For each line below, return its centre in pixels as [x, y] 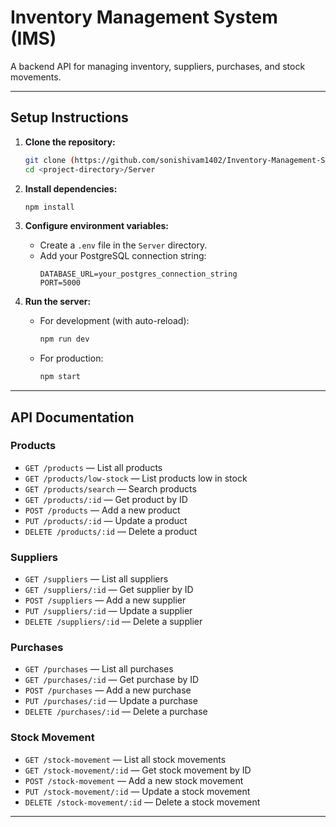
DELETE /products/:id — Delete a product [111, 531]
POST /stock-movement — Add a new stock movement [134, 780]
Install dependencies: [71, 188]
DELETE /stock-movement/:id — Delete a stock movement [142, 802]
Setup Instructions [69, 117]
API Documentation [72, 417]
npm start [60, 377]
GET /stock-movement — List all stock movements [125, 759]
